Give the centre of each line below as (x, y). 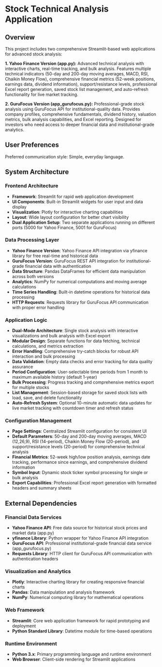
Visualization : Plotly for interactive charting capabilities (67, 212)
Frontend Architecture (32, 186)
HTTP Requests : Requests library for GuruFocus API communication (80, 302)
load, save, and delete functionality (47, 398)
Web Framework (25, 610)
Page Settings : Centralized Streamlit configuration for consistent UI (79, 431)
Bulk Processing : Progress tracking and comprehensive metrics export (83, 382)
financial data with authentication (58, 266)
